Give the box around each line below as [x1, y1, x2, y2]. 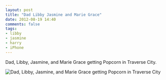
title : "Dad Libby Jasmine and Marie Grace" [5, 12, 102, 17]
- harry [5, 41, 22, 46]
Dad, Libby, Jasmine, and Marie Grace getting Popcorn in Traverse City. [5, 59, 157, 65]
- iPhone [5, 45, 24, 50]
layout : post [5, 7, 33, 13]
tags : [5, 26, 17, 31]
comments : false [5, 21, 40, 27]
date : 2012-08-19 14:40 [5, 17, 56, 22]
